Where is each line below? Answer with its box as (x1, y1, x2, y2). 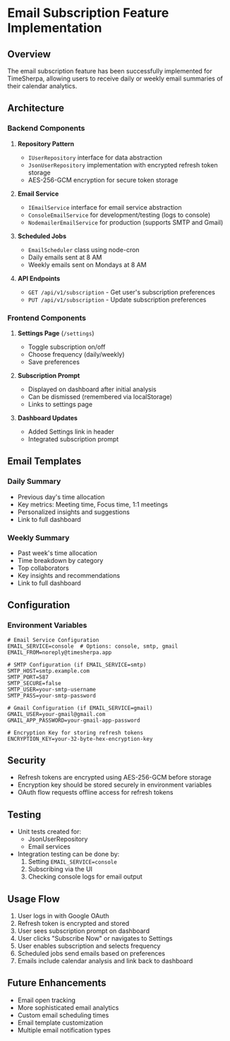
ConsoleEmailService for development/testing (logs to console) (28, 210, 211, 219)
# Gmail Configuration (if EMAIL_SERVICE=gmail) (7, 704, 153, 711)
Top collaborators (17, 564, 69, 572)
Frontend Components (7, 313, 87, 323)
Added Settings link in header (28, 427, 114, 436)
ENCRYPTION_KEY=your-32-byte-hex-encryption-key (7, 735, 153, 742)
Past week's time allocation (17, 549, 97, 557)
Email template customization (17, 1018, 104, 1027)
